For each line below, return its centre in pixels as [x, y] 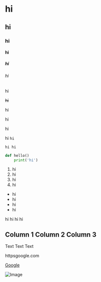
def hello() [17, 155]
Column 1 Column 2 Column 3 [51, 235]
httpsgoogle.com [22, 256]
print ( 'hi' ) [26, 160]
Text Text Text [19, 246]
